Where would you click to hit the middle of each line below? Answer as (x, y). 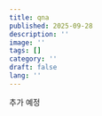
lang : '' (25, 76)
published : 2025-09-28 (51, 26)
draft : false (33, 68)
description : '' (39, 34)
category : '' (33, 59)
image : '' (27, 42)
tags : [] (25, 51)
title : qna (29, 17)
